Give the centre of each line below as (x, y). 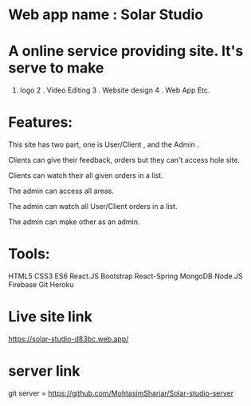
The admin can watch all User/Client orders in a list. (93, 207)
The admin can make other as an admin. (74, 222)
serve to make (56, 68)
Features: (41, 122)
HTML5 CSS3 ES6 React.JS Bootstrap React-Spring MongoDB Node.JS (125, 276)
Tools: (29, 254)
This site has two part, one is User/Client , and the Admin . (104, 144)
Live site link (51, 317)
